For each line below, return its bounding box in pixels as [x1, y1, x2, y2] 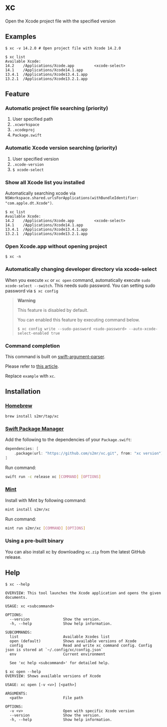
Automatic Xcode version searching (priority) [5, 144, 118, 151]
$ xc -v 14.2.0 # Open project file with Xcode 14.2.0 [5, 45, 121, 51]
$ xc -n [5, 254, 21, 259]
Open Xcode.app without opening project [5, 242, 107, 249]
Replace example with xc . [5, 373, 56, 379]
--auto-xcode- [128, 326, 158, 331]
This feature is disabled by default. [17, 307, 88, 313]
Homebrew [5, 402, 32, 409]
